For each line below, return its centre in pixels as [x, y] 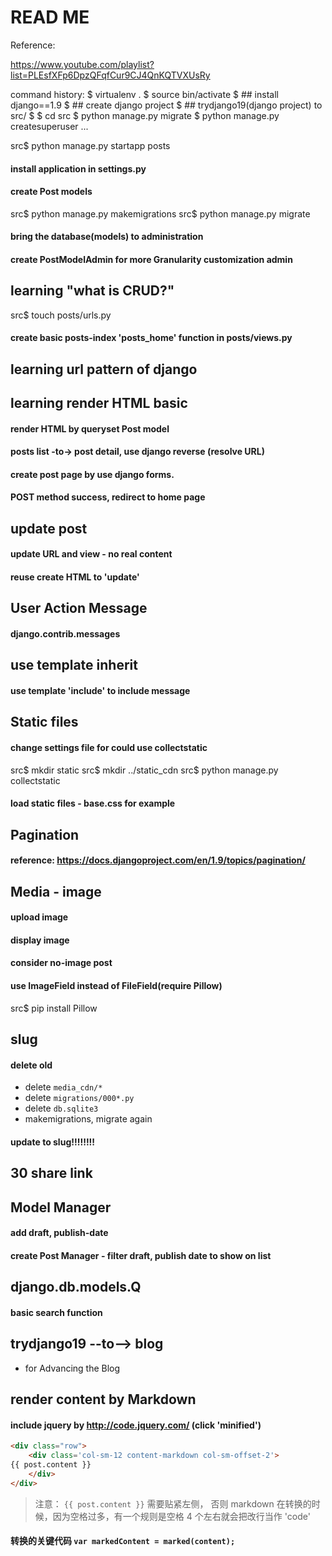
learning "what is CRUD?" [92, 291]
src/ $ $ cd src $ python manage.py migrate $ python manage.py [145, 115]
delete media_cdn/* [63, 1087]
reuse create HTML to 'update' [75, 577]
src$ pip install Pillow [54, 1008]
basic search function [56, 1312]
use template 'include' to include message [100, 691]
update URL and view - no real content [91, 554]
